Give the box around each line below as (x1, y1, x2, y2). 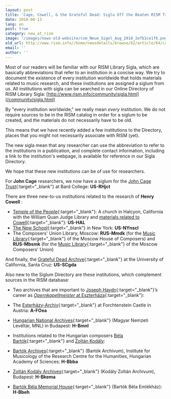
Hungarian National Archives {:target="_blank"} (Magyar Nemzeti (12, 317, 149, 323)
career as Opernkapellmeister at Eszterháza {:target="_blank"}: (12, 292, 145, 298)
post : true (5, 26, 28, 32)
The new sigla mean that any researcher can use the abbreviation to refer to (5, 142, 165, 148)
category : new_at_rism (5, 31, 53, 36)
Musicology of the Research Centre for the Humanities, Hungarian (12, 353, 152, 359)
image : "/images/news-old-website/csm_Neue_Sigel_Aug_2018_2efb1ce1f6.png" (5, 36, 169, 41)
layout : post (5, 7, 33, 13)
